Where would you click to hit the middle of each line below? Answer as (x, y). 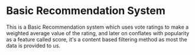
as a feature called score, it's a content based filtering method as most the (97, 39)
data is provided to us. (33, 46)
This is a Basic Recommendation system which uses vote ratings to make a (97, 27)
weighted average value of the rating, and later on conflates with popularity (98, 33)
